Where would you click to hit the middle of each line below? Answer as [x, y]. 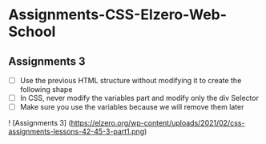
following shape [46, 90]
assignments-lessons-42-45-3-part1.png [77, 132]
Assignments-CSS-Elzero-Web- [117, 15]
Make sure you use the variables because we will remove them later [132, 107]
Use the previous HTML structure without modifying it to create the [131, 80]
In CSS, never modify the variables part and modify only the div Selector [139, 98]
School [32, 32]
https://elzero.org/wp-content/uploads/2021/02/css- [158, 123]
